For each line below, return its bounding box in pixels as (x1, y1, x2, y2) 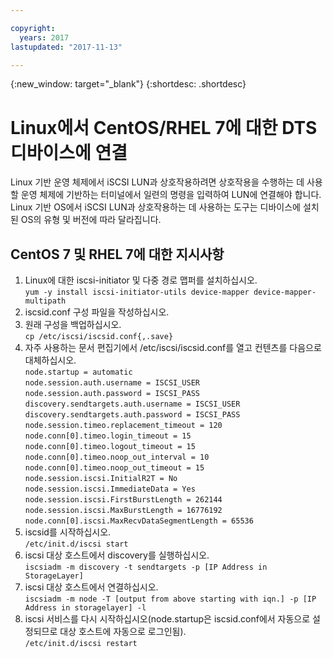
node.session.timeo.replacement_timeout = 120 (24, 421, 223, 431)
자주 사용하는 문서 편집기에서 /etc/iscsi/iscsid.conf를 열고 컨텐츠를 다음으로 (24, 342, 322, 354)
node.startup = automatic (24, 367, 133, 378)
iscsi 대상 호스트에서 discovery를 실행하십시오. (24, 549, 210, 561)
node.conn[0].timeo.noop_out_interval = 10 (24, 452, 210, 463)
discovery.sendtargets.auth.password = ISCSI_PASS (24, 410, 241, 420)
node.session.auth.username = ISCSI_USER (24, 378, 200, 388)
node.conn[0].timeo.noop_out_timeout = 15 (24, 463, 205, 473)
